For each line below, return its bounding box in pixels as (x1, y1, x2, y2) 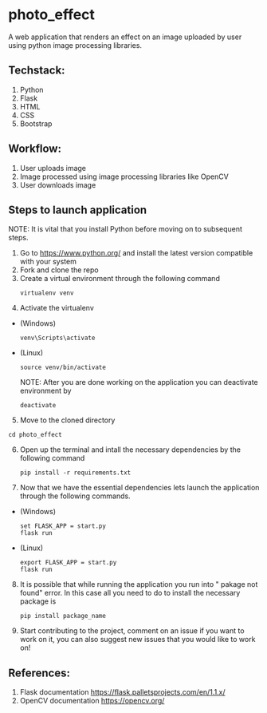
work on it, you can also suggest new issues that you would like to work (19, 635, 256, 644)
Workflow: (8, 142, 62, 156)
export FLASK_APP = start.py (19, 559, 117, 567)
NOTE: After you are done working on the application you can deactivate (19, 378, 259, 387)
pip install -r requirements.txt (19, 469, 132, 477)
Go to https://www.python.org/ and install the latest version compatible (19, 248, 253, 258)
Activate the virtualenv (19, 303, 94, 313)
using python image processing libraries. (8, 40, 142, 50)
